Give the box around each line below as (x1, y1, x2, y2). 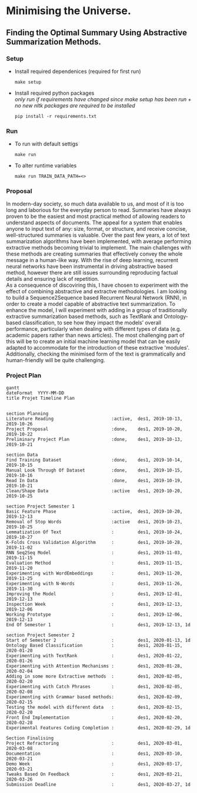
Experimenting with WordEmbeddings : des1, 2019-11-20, (6, 570, 183, 576)
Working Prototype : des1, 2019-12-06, (6, 611, 183, 618)
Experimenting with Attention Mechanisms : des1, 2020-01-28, (6, 663, 183, 669)
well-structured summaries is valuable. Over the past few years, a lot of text (6, 231, 190, 239)
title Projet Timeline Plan (6, 395, 75, 401)
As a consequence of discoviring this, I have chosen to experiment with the (6, 281, 189, 289)
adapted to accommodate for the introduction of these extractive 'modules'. (6, 344, 190, 351)
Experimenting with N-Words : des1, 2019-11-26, (6, 580, 183, 586)
